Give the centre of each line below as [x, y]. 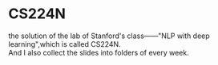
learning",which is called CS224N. [65, 44]
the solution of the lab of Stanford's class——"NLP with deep [109, 36]
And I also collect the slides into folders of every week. [99, 52]
